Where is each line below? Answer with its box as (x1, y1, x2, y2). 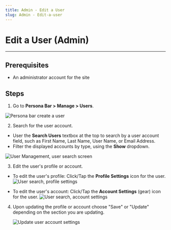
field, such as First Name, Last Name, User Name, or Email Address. (12, 138, 156, 144)
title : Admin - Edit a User (5, 7, 65, 13)
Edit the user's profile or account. (12, 163, 83, 169)
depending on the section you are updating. (12, 209, 105, 215)
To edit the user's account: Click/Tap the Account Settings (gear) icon (12, 189, 161, 195)
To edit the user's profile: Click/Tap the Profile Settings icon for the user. (12, 173, 166, 179)
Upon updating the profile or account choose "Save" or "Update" (12, 204, 149, 210)
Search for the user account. (12, 123, 73, 129)
